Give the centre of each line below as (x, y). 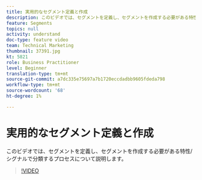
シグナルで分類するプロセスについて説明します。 (67, 158)
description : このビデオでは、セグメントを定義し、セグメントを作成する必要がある (98, 18)
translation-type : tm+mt (37, 74)
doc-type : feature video (37, 40)
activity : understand (33, 34)
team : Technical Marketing (40, 46)
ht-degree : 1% (24, 96)
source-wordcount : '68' (36, 91)
